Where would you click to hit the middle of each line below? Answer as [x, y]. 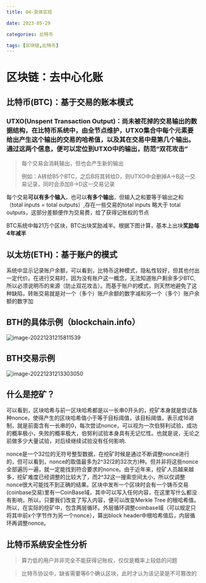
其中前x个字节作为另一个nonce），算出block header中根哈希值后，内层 [101, 515]
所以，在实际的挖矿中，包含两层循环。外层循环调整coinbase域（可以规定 [99, 508]
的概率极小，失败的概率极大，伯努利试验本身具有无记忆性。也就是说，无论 [100, 433]
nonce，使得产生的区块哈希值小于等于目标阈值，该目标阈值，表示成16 [100, 418]
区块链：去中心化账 [55, 78]
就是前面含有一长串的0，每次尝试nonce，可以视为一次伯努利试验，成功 [107, 426]
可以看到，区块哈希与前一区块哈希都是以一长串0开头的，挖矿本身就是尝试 [99, 410]
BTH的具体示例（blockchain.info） [73, 322]
